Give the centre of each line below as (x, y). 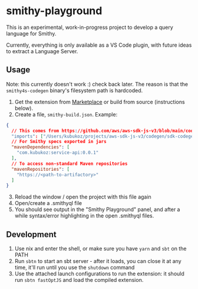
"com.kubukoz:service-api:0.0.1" (58, 153)
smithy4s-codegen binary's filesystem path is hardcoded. (75, 90)
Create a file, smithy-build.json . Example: (66, 114)
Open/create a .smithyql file (48, 203)
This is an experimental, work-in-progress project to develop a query (90, 27)
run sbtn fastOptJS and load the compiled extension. (79, 280)
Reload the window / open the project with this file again (83, 197)
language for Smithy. (31, 33)
